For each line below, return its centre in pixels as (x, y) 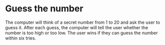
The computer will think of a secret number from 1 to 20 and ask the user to (83, 22)
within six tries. (21, 38)
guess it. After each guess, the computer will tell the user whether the (77, 27)
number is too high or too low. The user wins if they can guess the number (82, 33)
